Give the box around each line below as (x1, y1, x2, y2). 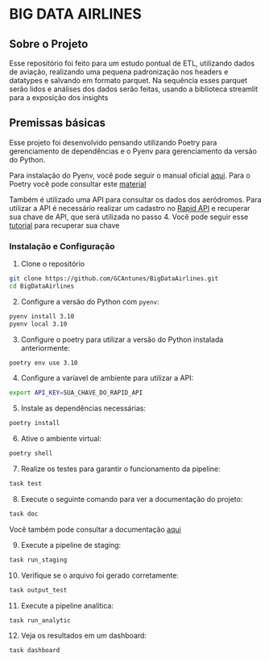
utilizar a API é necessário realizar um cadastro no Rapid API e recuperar (9, 203, 250, 213)
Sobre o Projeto (9, 37, 89, 51)
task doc (9, 510, 39, 518)
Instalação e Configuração (9, 240, 115, 251)
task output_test (9, 586, 68, 594)
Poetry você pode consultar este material (9, 179, 147, 188)
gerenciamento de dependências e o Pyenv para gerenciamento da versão (9, 146, 257, 156)
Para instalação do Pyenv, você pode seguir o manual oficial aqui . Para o (9, 171, 250, 180)
